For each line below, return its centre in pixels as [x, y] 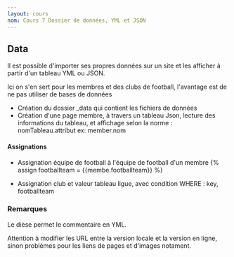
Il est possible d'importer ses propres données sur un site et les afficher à [114, 66]
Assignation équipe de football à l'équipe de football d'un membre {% [118, 162]
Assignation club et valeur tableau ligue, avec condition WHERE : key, [118, 183]
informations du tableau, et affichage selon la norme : [95, 123]
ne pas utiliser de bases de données [60, 94]
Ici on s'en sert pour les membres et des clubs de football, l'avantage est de [117, 87]
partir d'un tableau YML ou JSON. [56, 73]
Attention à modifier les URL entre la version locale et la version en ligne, [112, 238]
